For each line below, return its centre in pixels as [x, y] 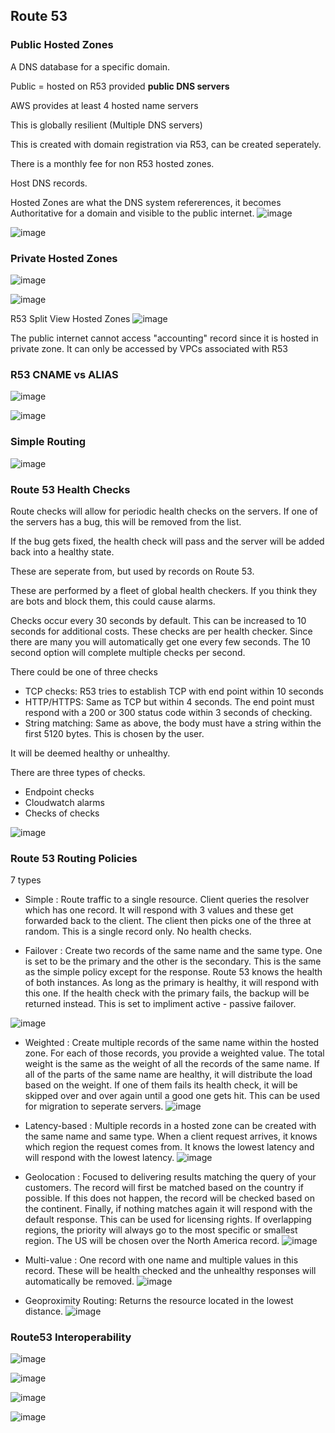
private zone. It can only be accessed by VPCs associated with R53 [149, 348]
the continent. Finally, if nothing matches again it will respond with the [168, 1209]
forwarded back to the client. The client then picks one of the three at [168, 921]
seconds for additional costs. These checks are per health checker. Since [161, 631]
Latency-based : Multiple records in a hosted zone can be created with [170, 1126]
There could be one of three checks [84, 671]
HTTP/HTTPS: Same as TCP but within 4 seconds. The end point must [169, 701]
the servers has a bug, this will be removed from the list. [126, 521]
